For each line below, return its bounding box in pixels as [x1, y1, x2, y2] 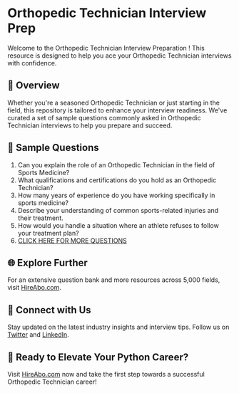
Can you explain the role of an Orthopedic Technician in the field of [17, 160, 215, 169]
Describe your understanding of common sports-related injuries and [17, 206, 219, 214]
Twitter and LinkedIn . [7, 330, 69, 339]
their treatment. [17, 214, 64, 222]
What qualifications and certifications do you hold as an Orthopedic [17, 176, 217, 184]
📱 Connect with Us [7, 304, 91, 316]
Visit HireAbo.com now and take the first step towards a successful [7, 370, 205, 378]
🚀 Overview [7, 80, 60, 92]
